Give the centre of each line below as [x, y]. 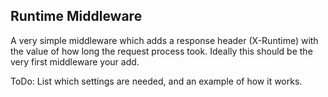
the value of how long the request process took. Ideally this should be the [161, 51]
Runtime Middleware [76, 16]
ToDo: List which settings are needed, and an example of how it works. [156, 81]
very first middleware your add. [75, 61]
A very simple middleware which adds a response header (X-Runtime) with [164, 40]
